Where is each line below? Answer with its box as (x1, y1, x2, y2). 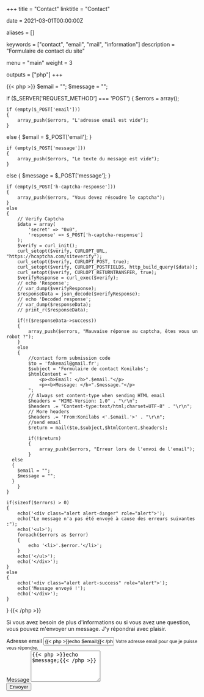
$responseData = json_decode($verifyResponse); (17, 291, 140, 297)
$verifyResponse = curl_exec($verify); (17, 275, 119, 281)
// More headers (28, 409, 70, 415)
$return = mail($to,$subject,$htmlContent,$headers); (28, 425, 168, 431)
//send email (28, 419, 62, 425)
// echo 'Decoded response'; (17, 296, 92, 302)
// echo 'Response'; (17, 280, 70, 286)
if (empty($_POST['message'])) (6, 145, 86, 151)
